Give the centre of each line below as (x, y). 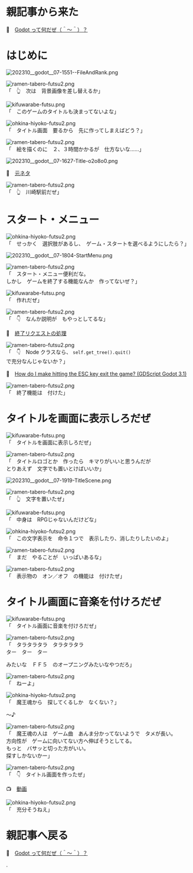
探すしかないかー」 (30, 756)
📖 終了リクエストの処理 (36, 333)
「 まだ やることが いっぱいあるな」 (55, 557)
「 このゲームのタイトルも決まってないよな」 (63, 111)
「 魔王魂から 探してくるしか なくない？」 (63, 702)
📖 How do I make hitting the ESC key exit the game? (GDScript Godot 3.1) (97, 374)
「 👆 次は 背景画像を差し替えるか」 (55, 91)
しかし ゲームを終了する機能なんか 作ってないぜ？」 (73, 281)
